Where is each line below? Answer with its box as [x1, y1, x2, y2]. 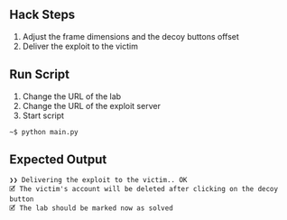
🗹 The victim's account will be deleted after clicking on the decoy [9, 185, 278, 194]
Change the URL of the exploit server [22, 100, 161, 111]
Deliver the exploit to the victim [22, 41, 138, 51]
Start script [22, 110, 65, 121]
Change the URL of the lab [22, 90, 122, 102]
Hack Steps [9, 7, 76, 23]
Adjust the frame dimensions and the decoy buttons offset [22, 31, 239, 41]
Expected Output [9, 152, 107, 168]
